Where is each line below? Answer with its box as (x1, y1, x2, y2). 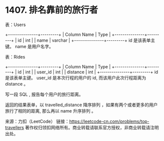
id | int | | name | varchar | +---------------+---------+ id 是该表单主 (18, 37, 155, 43)
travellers (5, 124, 24, 130)
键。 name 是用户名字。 (5, 43, 54, 49)
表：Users (5, 22, 26, 28)
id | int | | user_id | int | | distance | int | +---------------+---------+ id (18, 69, 159, 75)
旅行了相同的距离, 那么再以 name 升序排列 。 (5, 108, 96, 113)
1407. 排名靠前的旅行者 (5, 4, 98, 16)
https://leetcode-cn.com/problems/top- (69, 118, 150, 124)
